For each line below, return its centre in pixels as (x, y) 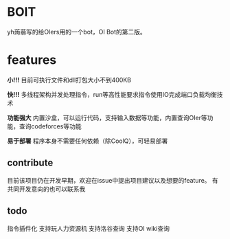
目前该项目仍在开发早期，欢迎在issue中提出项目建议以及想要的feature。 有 (113, 180)
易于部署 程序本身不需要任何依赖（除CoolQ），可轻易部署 (88, 141)
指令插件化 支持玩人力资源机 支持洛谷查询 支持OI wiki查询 (89, 228)
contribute (30, 163)
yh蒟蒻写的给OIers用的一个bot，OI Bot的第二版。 (77, 32)
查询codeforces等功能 (50, 126)
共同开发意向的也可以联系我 (46, 189)
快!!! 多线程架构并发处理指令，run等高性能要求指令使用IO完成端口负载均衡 (112, 94)
